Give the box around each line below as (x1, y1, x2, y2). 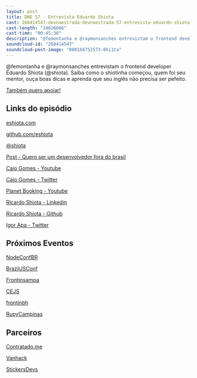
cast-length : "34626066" (6, 25, 67, 31)
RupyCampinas (6, 311, 43, 318)
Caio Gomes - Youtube (6, 165, 62, 172)
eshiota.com (6, 119, 36, 126)
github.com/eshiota (6, 130, 53, 138)
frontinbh (6, 299, 28, 307)
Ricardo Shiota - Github (6, 210, 63, 217)
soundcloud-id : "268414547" (6, 42, 75, 47)
